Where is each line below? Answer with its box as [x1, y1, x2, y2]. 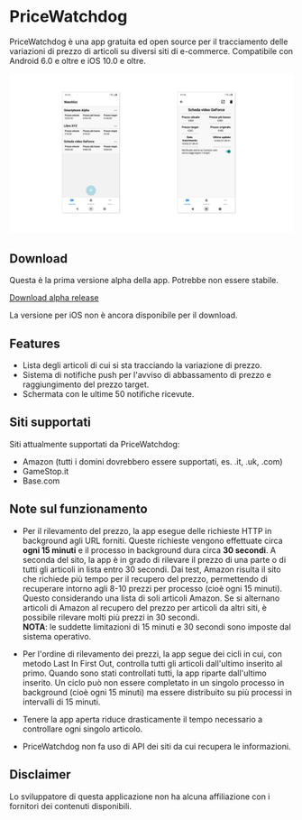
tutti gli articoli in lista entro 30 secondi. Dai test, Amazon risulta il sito [22, 564, 281, 575]
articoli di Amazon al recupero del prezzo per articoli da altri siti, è [22, 602, 268, 613]
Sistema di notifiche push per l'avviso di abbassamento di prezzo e [22, 370, 272, 381]
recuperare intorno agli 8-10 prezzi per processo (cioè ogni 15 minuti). [22, 583, 282, 594]
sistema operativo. [22, 631, 92, 641]
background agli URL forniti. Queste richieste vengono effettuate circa [22, 535, 283, 546]
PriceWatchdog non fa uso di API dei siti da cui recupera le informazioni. [22, 741, 291, 751]
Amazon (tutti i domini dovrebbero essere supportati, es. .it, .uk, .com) [22, 456, 283, 466]
